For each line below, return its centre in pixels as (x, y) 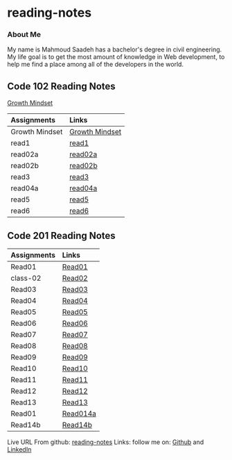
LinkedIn (19, 450)
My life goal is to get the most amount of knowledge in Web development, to (116, 57)
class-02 (26, 278)
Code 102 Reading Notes (61, 86)
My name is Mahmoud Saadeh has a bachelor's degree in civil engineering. (115, 49)
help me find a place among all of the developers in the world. (96, 65)
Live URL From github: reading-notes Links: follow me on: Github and (106, 442)
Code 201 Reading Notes (61, 235)
